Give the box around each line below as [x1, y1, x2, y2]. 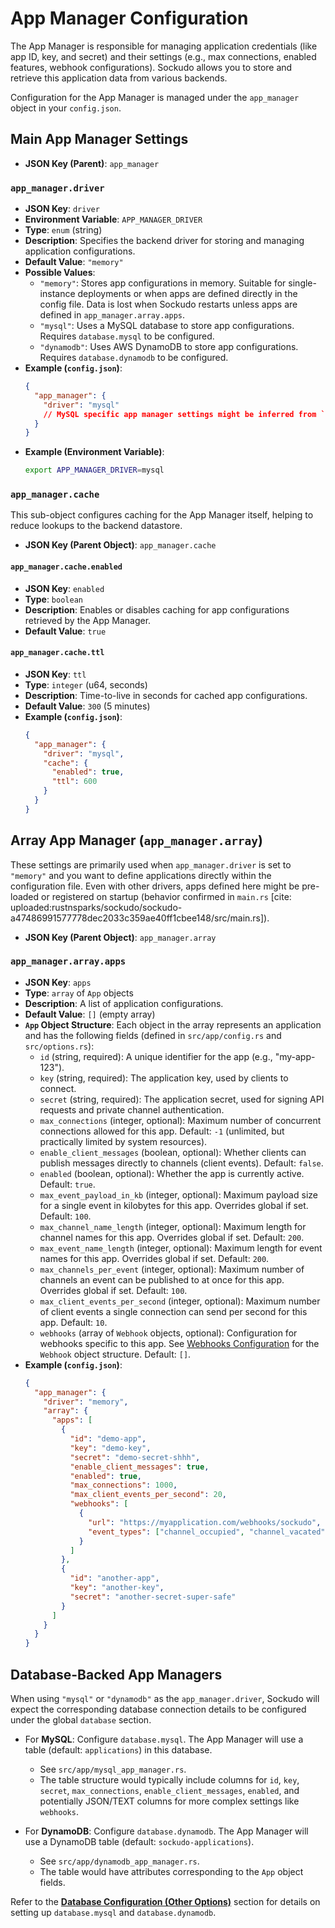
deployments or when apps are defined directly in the [77, 288, 298, 300]
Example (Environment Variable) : [24, 446, 165, 458]
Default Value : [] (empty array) [24, 1008, 156, 1020]
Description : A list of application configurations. [24, 997, 224, 1009]
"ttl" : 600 [51, 777, 98, 787]
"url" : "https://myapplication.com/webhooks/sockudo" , [88, 1517, 322, 1527]
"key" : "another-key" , [69, 1583, 165, 1593]
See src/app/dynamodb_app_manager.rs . [39, 1855, 200, 1867]
